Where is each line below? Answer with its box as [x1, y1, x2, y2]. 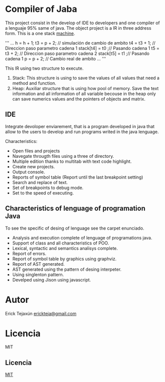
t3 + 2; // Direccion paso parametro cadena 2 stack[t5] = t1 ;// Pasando [5, 50, 150, 56]
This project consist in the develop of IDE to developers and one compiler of [5, 20, 160, 26]
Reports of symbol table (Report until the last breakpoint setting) [12, 174, 143, 180]
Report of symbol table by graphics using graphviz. [12, 256, 117, 262]
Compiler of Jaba [5, 3, 78, 15]
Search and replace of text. [12, 179, 68, 185]
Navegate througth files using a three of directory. [12, 153, 115, 159]
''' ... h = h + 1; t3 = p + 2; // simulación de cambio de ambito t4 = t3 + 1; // [5, 40, 156, 46]
